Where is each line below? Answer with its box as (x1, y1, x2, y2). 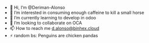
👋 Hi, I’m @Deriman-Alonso (9, 5, 65, 10)
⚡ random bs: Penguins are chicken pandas (9, 33, 98, 38)
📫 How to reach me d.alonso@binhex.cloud (9, 26, 99, 31)
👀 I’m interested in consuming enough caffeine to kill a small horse (9, 10, 144, 15)
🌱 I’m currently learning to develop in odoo (9, 15, 96, 20)
